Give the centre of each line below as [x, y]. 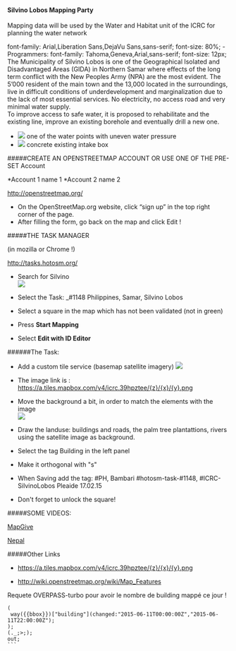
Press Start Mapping [48, 325]
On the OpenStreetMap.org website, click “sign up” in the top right [113, 207]
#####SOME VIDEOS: [39, 513]
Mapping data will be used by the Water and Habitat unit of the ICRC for [111, 25]
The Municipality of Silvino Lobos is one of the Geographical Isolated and [114, 62]
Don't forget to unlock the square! [67, 500]
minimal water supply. [39, 107]
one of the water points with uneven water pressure [101, 136]
